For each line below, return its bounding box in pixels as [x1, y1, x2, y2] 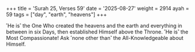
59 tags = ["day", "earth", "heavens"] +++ [6, 11, 107, 18]
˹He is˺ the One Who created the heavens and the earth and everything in [6, 23, 183, 29]
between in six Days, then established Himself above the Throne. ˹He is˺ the [6, 28, 189, 35]
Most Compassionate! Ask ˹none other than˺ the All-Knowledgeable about [6, 35, 184, 41]
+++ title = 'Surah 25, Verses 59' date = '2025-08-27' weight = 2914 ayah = [6, 5, 189, 12]
